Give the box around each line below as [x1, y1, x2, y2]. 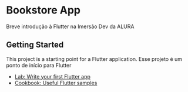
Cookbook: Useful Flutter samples [14, 79, 98, 86]
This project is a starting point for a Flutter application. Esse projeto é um [6, 55, 183, 62]
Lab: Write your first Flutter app [14, 73, 91, 80]
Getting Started [6, 40, 64, 50]
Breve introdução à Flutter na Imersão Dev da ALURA [6, 23, 135, 30]
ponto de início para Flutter [6, 62, 72, 69]
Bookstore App [6, 4, 81, 17]
